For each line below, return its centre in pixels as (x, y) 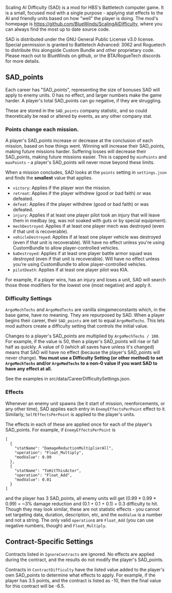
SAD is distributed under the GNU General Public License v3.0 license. (80, 39)
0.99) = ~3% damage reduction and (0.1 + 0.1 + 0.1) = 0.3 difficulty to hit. (82, 504)
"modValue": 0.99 (33, 457)
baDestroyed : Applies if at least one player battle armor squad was (82, 254)
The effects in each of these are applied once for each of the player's (79, 424)
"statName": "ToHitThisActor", (48, 471)
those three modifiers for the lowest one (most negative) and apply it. (79, 285)
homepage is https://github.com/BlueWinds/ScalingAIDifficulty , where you (84, 24)
